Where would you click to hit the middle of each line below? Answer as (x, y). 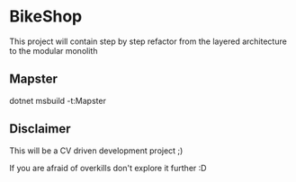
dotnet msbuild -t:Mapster (58, 100)
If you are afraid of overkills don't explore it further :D (108, 168)
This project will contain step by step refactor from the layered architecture (148, 41)
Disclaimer (40, 129)
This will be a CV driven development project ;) (96, 151)
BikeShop (46, 17)
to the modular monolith (54, 50)
